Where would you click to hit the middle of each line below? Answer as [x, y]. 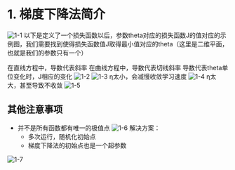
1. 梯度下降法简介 [56, 14]
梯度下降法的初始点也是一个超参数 [77, 145]
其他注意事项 [35, 110]
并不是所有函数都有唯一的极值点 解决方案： [89, 128]
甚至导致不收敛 [41, 85]
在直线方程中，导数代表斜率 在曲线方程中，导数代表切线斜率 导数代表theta [115, 67]
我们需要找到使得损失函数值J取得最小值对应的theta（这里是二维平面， [127, 44]
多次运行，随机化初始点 [62, 136]
